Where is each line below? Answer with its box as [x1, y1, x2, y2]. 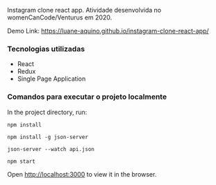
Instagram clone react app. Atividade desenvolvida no [7, 6, 162, 14]
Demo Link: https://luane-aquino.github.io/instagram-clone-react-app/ [7, 27, 210, 35]
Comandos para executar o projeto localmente [7, 92, 167, 102]
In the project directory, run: [7, 108, 88, 116]
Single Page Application [17, 74, 86, 83]
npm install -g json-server [7, 134, 89, 140]
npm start [7, 158, 36, 165]
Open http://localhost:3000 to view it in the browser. [7, 170, 157, 178]
